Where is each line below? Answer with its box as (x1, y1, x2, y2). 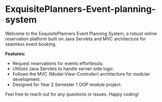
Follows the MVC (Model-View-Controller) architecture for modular (12, 71, 150, 77)
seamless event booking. (5, 41, 56, 47)
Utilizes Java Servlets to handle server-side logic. (12, 66, 115, 72)
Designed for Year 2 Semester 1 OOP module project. (12, 81, 122, 88)
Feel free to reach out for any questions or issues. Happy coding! (5, 91, 139, 97)
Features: (5, 51, 26, 57)
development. (12, 76, 41, 82)
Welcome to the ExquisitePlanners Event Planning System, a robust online (5, 30, 157, 36)
